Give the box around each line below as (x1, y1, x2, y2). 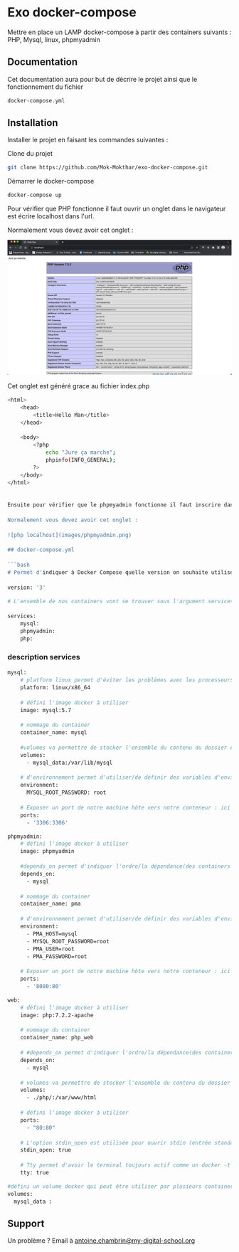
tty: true (20, 1169, 50, 1177)
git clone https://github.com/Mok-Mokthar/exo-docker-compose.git (7, 164, 208, 171)
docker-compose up (7, 191, 62, 199)
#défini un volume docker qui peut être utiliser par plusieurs (7, 1182, 202, 1190)
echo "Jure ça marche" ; (45, 449, 116, 456)
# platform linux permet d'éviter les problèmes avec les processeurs (20, 677, 234, 684)
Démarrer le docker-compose (7, 177, 95, 186)
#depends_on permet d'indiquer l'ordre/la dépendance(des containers (20, 863, 231, 870)
